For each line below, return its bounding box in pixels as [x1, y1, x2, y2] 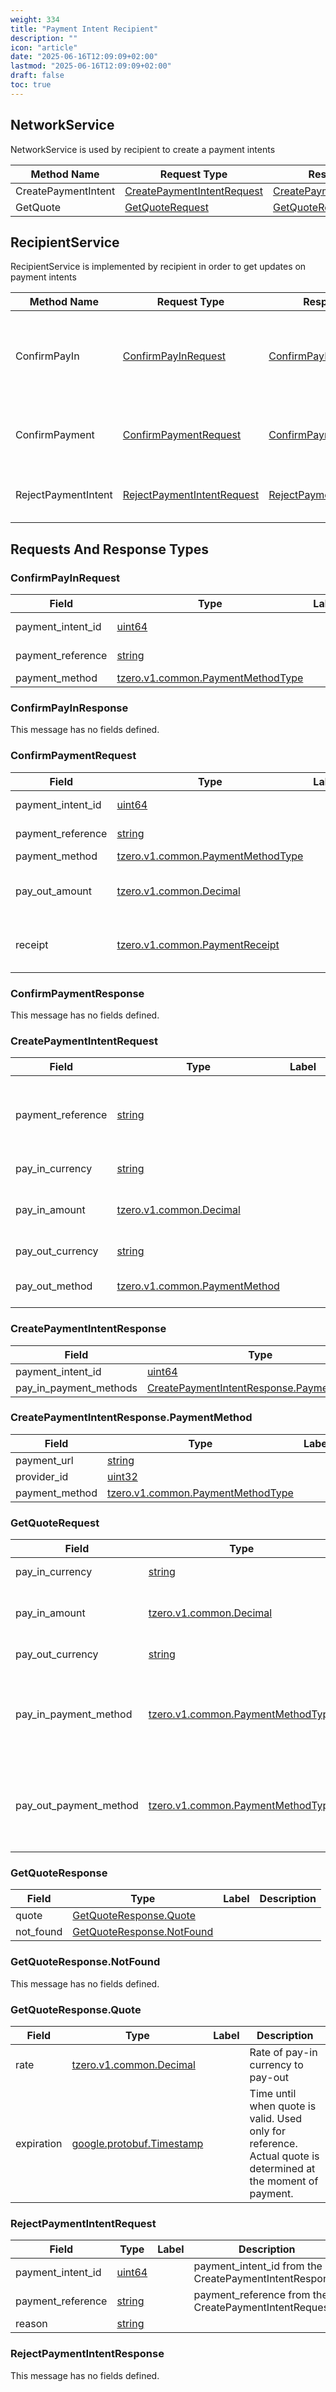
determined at [249, 2162, 316, 2176]
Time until [249, 2087, 297, 2101]
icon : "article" [10, 42, 78, 53]
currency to [249, 2058, 304, 2072]
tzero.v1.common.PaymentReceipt [116, 937, 280, 951]
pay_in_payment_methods [15, 1381, 138, 1395]
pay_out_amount [15, 884, 93, 898]
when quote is [249, 2099, 317, 2113]
